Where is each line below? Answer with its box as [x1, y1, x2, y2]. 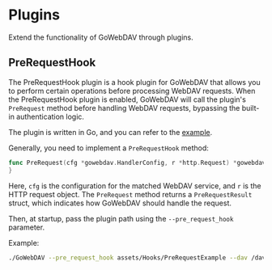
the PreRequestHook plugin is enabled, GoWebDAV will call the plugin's [8, 95, 247, 104]
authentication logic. [15, 112, 85, 121]
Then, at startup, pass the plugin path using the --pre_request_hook [8, 213, 234, 223]
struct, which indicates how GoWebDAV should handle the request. [8, 198, 232, 208]
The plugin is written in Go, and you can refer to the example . [8, 127, 213, 137]
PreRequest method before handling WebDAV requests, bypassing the [8, 103, 240, 112]
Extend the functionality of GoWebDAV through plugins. [8, 32, 194, 42]
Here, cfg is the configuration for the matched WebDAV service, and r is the [8, 180, 261, 191]
